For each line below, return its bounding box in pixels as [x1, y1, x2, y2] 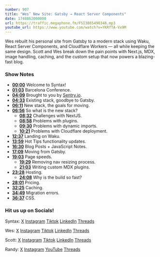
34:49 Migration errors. [12, 190, 59, 196]
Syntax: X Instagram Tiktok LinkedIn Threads [5, 218, 95, 224]
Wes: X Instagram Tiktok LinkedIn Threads [5, 227, 89, 233]
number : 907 [5, 7, 29, 12]
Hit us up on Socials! [5, 207, 54, 214]
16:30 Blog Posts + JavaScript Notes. [12, 144, 87, 150]
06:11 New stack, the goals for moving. [12, 103, 90, 108]
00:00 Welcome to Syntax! [12, 82, 66, 88]
